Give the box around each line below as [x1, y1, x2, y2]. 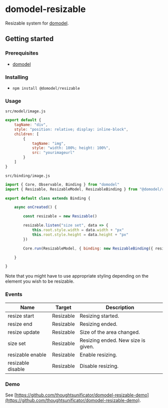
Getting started [5, 35, 54, 43]
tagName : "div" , [14, 122, 48, 127]
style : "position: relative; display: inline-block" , [14, 127, 128, 132]
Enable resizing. [79, 351, 117, 358]
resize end [7, 320, 32, 327]
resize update [7, 328, 40, 335]
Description [105, 304, 134, 311]
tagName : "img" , [31, 141, 66, 146]
